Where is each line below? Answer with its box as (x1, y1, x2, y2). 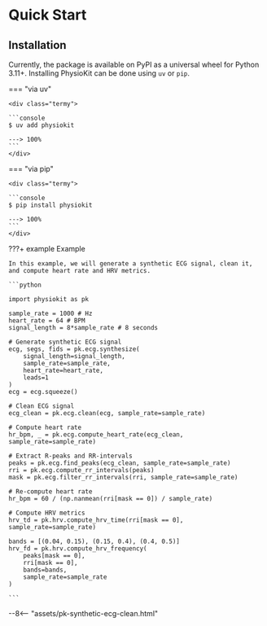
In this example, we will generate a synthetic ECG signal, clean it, (8, 260, 253, 268)
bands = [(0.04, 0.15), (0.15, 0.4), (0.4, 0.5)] (8, 537, 181, 545)
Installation (8, 38, 67, 52)
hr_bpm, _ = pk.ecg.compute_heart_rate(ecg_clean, (8, 431, 184, 439)
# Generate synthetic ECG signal (8, 338, 122, 346)
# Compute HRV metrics (8, 509, 85, 517)
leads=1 (23, 374, 49, 382)
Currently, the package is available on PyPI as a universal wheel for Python (8, 59, 260, 69)
